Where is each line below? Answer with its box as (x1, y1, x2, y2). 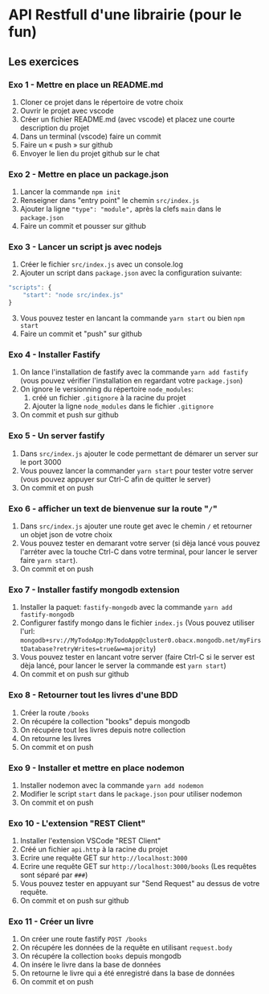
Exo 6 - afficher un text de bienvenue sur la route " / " (8, 503, 218, 514)
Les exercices (8, 55, 79, 68)
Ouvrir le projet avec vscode (19, 106, 114, 115)
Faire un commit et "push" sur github (19, 329, 143, 339)
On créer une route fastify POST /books (19, 934, 148, 944)
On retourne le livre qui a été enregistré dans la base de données (19, 968, 235, 978)
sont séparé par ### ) (19, 870, 88, 880)
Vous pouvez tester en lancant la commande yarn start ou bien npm (19, 313, 245, 323)
